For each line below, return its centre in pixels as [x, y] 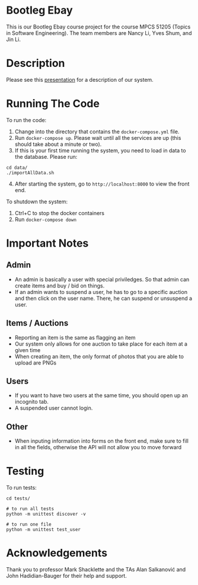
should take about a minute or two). [58, 144]
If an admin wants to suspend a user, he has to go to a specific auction [101, 292]
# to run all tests [30, 509]
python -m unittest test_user [44, 530]
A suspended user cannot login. [54, 408]
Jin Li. [13, 39]
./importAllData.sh [30, 172]
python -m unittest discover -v [46, 514]
